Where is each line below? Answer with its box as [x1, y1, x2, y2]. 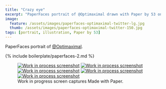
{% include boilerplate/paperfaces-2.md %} [5, 53, 95, 59]
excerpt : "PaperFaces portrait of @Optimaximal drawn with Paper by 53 [5, 12, 156, 17]
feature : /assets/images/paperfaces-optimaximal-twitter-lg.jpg [9, 21, 145, 26]
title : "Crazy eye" [5, 7, 45, 12]
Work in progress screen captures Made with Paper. [17, 78, 124, 84]
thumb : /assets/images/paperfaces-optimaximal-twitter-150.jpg [9, 26, 142, 30]
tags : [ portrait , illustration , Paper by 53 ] [5, 30, 100, 35]
